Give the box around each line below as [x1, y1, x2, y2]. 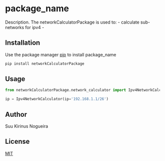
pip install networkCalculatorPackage [5, 61, 84, 66]
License [5, 137, 30, 146]
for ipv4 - [25, 24, 44, 30]
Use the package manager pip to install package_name [5, 52, 116, 57]
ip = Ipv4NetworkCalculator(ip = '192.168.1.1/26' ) [5, 97, 109, 102]
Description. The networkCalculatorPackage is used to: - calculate [5, 19, 140, 25]
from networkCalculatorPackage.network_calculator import [5, 88, 126, 93]
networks [5, 24, 25, 30]
